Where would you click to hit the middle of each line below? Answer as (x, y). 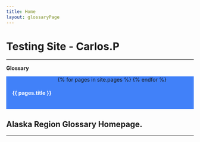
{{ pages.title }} (32, 93)
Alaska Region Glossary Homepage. (74, 125)
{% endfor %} (149, 80)
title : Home (21, 12)
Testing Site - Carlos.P (63, 46)
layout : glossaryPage (33, 17)
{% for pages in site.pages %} (94, 80)
